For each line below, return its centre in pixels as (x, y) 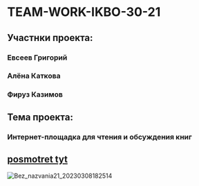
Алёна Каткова (34, 76)
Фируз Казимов (35, 94)
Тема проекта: (40, 117)
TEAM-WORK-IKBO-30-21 (84, 12)
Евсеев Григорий (37, 58)
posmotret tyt (37, 159)
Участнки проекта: (50, 38)
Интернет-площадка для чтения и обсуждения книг (99, 137)
